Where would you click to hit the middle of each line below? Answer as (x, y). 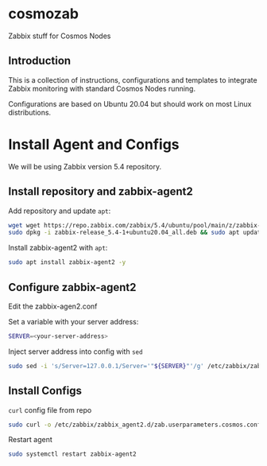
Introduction (40, 61)
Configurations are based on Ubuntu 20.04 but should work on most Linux (130, 103)
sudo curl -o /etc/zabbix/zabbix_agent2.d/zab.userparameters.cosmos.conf (135, 425)
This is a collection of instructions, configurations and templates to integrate (133, 80)
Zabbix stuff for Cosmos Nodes (60, 36)
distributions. (30, 112)
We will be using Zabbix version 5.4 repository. (85, 166)
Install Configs (45, 391)
